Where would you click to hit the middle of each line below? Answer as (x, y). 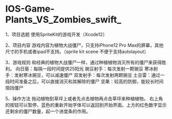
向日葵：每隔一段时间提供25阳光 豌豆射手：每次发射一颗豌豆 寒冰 (84, 69)
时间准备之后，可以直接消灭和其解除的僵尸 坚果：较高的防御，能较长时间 (87, 81)
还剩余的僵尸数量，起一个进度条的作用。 (48, 111)
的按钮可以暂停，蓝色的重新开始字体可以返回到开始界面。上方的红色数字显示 (86, 105)
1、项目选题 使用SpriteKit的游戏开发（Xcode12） (56, 34)
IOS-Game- (30, 9)
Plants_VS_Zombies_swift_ (63, 20)
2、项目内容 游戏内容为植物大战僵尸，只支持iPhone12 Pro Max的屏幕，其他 (84, 45)
